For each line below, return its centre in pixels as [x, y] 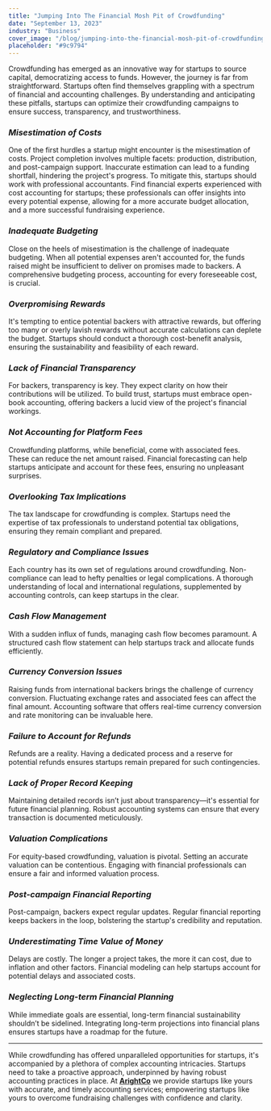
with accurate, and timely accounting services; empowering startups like [129, 1089]
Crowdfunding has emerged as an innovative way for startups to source [128, 69]
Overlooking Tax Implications [67, 496]
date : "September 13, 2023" [56, 23]
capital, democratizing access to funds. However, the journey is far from [128, 77]
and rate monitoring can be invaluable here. [81, 715]
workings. [25, 411]
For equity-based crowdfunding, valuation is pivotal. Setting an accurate [128, 856]
